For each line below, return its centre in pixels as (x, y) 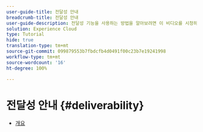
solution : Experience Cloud (42, 29)
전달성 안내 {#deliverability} (75, 105)
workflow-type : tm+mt (34, 57)
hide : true (20, 40)
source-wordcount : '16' (36, 62)
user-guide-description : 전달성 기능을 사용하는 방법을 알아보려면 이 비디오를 (95, 23)
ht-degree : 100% (27, 68)
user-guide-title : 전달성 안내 (42, 12)
